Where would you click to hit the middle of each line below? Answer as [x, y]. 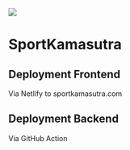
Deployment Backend [64, 119]
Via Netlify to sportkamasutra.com [65, 94]
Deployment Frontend [65, 74]
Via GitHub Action [38, 138]
